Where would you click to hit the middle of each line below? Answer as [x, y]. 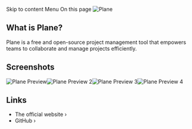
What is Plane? [34, 28]
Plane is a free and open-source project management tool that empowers [96, 42]
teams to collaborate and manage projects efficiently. [72, 48]
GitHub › [25, 121]
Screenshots [30, 67]
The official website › [41, 114]
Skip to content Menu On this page [49, 9]
